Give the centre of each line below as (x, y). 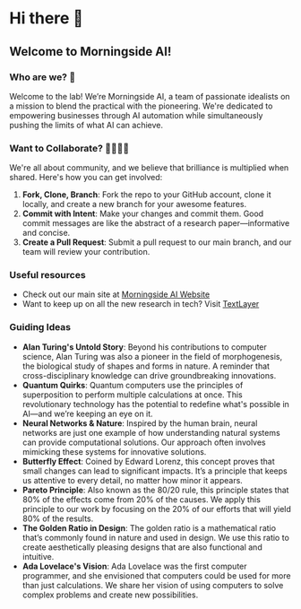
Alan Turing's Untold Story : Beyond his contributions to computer (144, 347)
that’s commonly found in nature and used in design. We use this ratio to (155, 537)
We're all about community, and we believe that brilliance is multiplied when (149, 168)
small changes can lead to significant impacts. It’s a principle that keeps (155, 471)
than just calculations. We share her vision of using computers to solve (153, 585)
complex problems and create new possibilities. (110, 595)
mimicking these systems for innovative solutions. (114, 451)
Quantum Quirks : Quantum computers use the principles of (133, 385)
